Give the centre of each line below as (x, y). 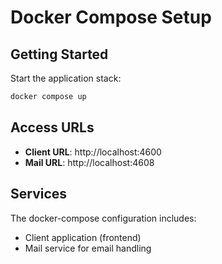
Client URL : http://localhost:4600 (93, 152)
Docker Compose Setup (111, 17)
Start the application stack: (66, 78)
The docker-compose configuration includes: (103, 218)
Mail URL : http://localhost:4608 (89, 162)
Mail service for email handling (88, 248)
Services (39, 194)
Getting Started (59, 54)
